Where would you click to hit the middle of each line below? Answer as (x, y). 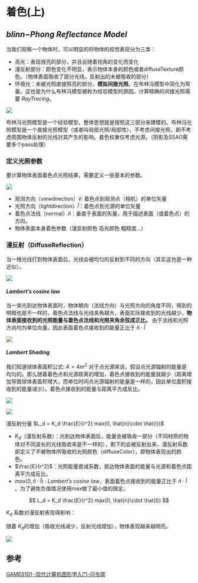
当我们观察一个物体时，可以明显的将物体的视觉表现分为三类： (81, 49)
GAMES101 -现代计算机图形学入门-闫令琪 (56, 574)
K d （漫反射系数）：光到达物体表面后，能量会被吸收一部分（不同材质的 (99, 437)
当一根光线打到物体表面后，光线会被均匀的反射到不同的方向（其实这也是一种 (99, 259)
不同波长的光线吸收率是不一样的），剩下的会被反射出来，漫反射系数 (106, 444)
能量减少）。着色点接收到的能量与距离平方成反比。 (82, 389)
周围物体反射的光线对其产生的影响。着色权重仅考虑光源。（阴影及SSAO (97, 137)
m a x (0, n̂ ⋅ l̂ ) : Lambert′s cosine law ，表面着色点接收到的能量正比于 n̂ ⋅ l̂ (101, 481)
